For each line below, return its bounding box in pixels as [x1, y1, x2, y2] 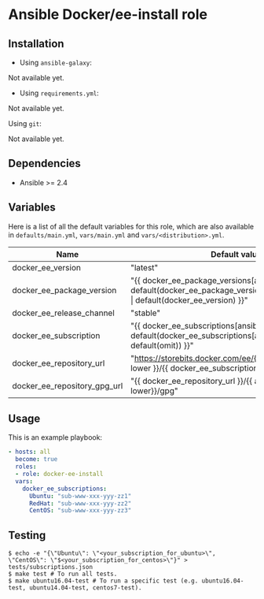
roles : [15, 463, 37, 471]
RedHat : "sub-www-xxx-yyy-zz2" [28, 499, 132, 508]
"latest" [130, 262, 159, 273]
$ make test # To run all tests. [8, 570, 118, 579]
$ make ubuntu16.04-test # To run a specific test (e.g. [8, 577, 199, 585]
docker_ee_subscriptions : [22, 485, 108, 493]
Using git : [8, 119, 42, 128]
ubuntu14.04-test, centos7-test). [28, 584, 143, 592]
